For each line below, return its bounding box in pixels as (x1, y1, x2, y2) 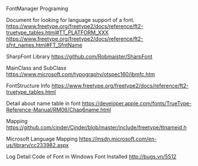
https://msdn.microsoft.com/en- (78, 135, 157, 142)
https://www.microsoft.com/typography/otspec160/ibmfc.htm (6, 71, 155, 77)
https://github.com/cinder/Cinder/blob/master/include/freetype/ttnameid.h (6, 124, 187, 131)
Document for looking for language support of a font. (6, 17, 135, 23)
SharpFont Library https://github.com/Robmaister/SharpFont (6, 53, 153, 60)
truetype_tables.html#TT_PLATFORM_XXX (6, 29, 109, 36)
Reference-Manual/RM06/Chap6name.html (6, 106, 111, 113)
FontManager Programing (6, 5, 69, 12)
